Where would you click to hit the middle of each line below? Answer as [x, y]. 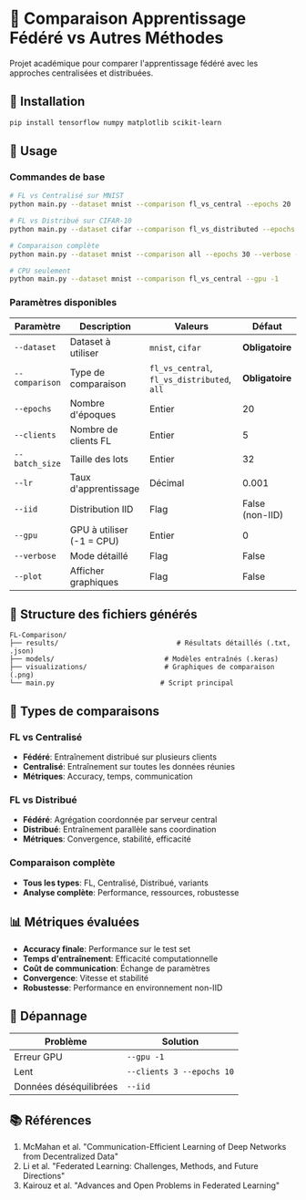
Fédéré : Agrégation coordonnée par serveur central [120, 820]
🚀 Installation [47, 102]
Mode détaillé [99, 555]
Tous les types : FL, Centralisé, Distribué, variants [116, 883]
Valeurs [192, 326]
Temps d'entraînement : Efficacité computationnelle [120, 958]
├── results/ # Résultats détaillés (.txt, [150, 643]
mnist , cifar [175, 347]
